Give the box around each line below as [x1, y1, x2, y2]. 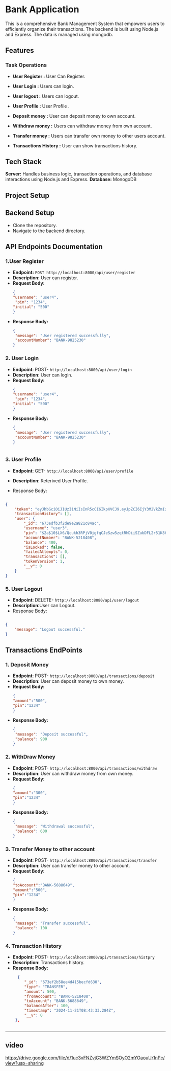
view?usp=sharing [5, 1060, 44, 1066]
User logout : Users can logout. [12, 93, 79, 99]
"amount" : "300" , [12, 790, 47, 796]
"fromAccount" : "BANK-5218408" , [24, 994, 93, 999]
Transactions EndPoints [5, 645, 83, 654]
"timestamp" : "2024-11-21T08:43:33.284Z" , [24, 1008, 116, 1013]
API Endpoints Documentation [5, 242, 103, 251]
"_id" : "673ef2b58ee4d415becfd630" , [24, 979, 102, 985]
